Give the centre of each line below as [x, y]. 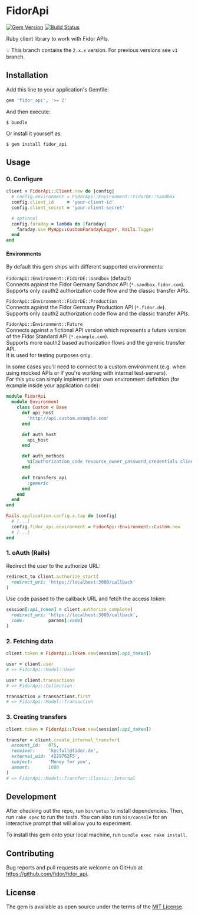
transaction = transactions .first [49, 696]
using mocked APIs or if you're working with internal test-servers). [87, 373]
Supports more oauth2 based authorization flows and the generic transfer [96, 343]
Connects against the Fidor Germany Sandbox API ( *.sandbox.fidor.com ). [95, 284]
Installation [27, 75]
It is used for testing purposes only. [49, 355]
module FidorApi [26, 397]
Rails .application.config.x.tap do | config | [62, 516]
